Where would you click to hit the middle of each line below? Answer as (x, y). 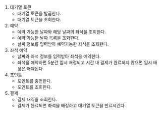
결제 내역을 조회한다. (37, 99)
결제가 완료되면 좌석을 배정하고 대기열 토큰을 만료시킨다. (72, 105)
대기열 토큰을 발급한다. (39, 13)
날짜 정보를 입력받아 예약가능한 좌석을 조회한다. (63, 44)
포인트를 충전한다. (34, 81)
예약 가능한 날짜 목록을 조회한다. (48, 38)
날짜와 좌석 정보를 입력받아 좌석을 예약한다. (59, 56)
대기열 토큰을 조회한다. (39, 19)
